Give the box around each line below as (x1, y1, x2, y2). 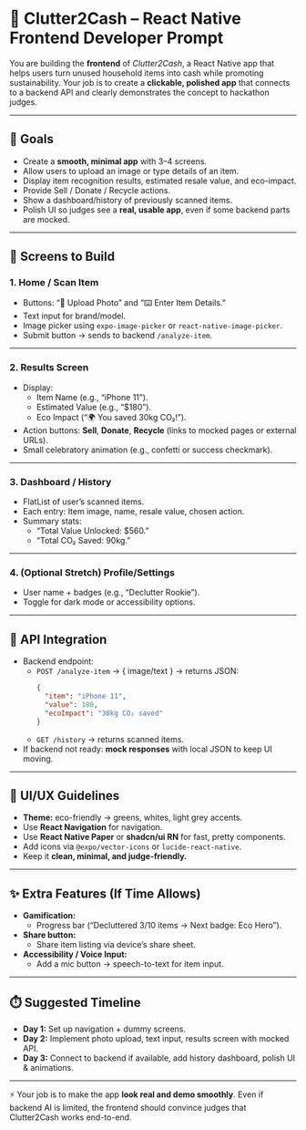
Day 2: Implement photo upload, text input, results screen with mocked (22, 1032, 290, 1043)
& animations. (22, 1062, 75, 1073)
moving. (22, 752, 54, 764)
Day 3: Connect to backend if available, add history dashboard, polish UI (22, 1052, 296, 1063)
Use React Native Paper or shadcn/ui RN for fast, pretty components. (22, 832, 286, 843)
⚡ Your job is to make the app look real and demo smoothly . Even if (9, 1089, 264, 1100)
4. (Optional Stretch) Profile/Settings (9, 565, 176, 578)
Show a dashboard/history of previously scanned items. (22, 194, 233, 205)
